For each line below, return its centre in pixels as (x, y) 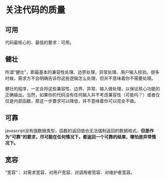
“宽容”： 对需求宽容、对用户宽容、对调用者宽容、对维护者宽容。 (70, 173)
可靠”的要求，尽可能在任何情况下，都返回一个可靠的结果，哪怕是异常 (82, 137)
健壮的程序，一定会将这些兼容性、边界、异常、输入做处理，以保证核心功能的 (82, 88)
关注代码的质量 (35, 10)
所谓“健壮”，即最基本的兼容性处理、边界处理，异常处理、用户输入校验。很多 (82, 72)
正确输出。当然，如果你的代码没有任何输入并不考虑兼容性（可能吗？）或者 (80, 95)
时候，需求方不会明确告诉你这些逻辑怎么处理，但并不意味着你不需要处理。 (80, 78)
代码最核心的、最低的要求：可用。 (40, 42)
